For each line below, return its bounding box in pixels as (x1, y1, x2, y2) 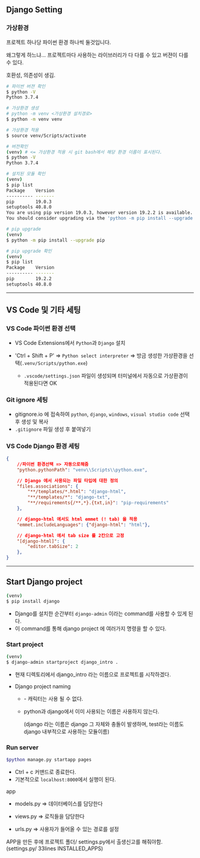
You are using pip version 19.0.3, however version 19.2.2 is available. (6, 210, 193, 216)
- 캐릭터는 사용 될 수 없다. (23, 695, 83, 702)
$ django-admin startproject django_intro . (6, 659, 118, 665)
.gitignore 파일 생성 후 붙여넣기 (14, 425, 91, 433)
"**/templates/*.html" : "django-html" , (27, 489, 127, 495)
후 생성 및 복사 (14, 418, 49, 425)
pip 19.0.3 (6, 198, 52, 205)
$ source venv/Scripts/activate (6, 133, 86, 139)
